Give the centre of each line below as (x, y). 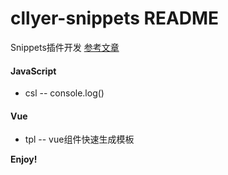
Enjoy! (24, 159)
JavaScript (33, 71)
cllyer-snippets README (115, 18)
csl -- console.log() (64, 93)
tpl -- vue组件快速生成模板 (79, 139)
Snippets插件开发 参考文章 (65, 47)
